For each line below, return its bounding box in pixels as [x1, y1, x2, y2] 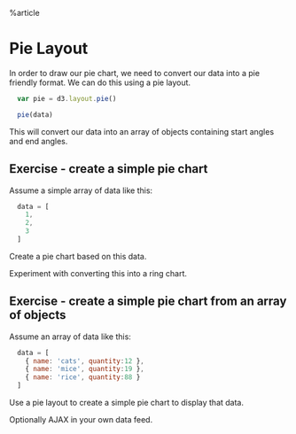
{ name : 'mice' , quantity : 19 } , [25, 365, 144, 374]
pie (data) [17, 110, 53, 119]
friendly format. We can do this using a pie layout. [9, 77, 191, 88]
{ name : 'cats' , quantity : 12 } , [25, 356, 144, 366]
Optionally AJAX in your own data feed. [9, 415, 153, 425]
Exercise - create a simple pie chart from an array [9, 294, 287, 309]
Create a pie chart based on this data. [9, 251, 147, 261]
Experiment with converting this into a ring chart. [9, 267, 188, 278]
